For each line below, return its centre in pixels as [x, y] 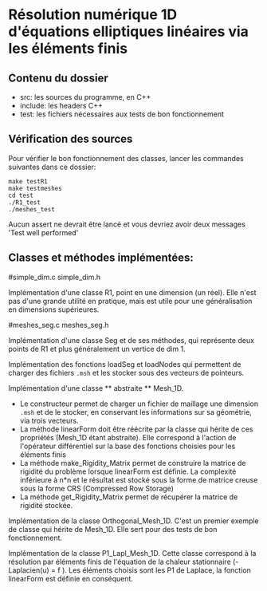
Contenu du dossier [59, 78]
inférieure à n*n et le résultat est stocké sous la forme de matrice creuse [139, 479]
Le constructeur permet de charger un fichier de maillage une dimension [139, 404]
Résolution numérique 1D [93, 15]
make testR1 [28, 181]
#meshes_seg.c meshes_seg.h [59, 325]
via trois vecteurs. [49, 420]
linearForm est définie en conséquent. [71, 578]
